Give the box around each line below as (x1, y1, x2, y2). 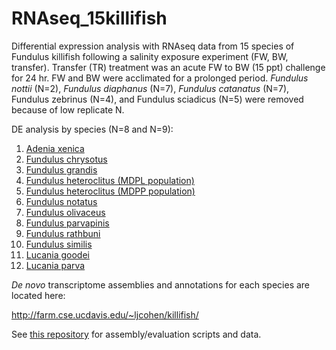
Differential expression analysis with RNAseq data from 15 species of (11, 40, 295, 52)
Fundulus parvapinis (25, 217, 110, 229)
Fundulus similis (25, 238, 93, 250)
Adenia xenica (25, 142, 85, 154)
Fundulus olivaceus (25, 206, 106, 218)
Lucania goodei (25, 248, 90, 261)
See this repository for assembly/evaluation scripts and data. (11, 328, 262, 340)
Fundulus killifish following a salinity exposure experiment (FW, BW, (11, 50, 289, 62)
